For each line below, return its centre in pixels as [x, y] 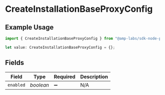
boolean [40, 85]
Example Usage [29, 27]
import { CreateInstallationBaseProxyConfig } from [59, 38]
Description [94, 76]
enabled [16, 85]
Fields [15, 63]
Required [65, 76]
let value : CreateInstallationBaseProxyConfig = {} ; [60, 47]
